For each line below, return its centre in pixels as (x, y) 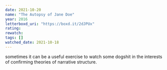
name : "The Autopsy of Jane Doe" (40, 14)
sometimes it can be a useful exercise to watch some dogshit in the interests (84, 56)
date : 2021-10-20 (23, 10)
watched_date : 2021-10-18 (32, 42)
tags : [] (14, 38)
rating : (13, 28)
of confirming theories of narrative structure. (51, 62)
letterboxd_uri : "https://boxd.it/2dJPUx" (50, 24)
